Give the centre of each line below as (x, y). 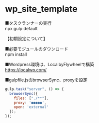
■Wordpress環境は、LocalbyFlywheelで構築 (50, 64)
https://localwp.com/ (26, 70)
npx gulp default (21, 28)
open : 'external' (31, 107)
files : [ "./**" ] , (31, 98)
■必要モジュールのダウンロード (37, 49)
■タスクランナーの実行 (28, 23)
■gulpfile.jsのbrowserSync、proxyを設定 (46, 80)
